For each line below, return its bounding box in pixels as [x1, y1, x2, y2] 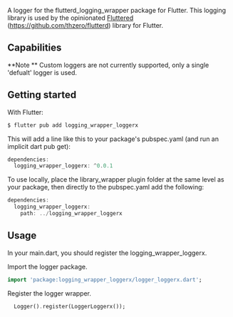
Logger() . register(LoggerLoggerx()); [14, 303, 126, 310]
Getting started [7, 89, 77, 101]
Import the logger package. [7, 262, 88, 271]
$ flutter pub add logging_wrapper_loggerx [7, 121, 139, 129]
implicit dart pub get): [7, 142, 71, 150]
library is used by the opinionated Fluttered [7, 14, 134, 22]
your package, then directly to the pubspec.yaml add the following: [7, 183, 204, 192]
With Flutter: [7, 108, 44, 116]
